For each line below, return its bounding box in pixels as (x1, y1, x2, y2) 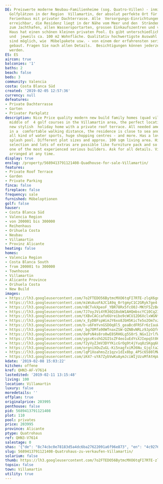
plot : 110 (5, 413, 25, 418)
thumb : (5, 458, 18, 463)
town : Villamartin (5, 467, 42, 472)
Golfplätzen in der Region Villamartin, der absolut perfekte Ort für (9, 12, 158, 16)
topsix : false (5, 463, 34, 468)
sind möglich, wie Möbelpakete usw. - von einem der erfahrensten (9, 39, 149, 44)
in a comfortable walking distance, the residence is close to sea (9, 129, 151, 134)
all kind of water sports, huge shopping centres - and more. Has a (9, 133, 151, 138)
